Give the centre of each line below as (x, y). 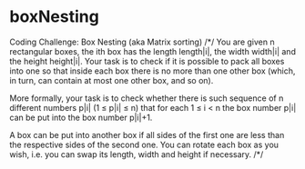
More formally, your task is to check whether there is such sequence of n (147, 98)
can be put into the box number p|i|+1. (81, 117)
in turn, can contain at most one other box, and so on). (112, 80)
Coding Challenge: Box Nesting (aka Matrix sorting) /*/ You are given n (142, 42)
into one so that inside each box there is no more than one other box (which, (152, 71)
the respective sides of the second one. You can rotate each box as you (144, 144)
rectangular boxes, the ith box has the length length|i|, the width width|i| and (152, 51)
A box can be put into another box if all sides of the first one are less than (147, 134)
